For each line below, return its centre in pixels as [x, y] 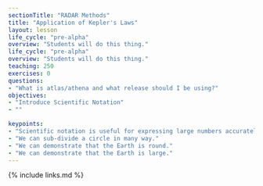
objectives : [27, 95]
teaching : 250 [31, 66]
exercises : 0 [29, 73]
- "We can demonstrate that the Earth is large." [91, 153]
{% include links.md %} [46, 175]
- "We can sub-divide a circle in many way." [83, 138]
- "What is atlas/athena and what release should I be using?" [113, 88]
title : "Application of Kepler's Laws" [73, 23]
